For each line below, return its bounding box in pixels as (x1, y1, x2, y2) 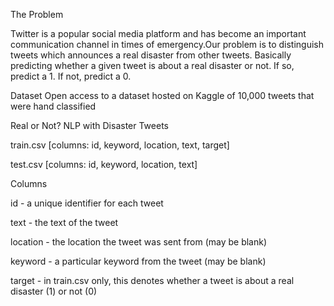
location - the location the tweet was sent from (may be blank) (10, 236, 268, 248)
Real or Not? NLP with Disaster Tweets (10, 120, 169, 131)
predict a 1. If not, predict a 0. (10, 70, 132, 82)
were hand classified (10, 100, 97, 112)
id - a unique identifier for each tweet (10, 197, 164, 209)
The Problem (10, 9, 64, 20)
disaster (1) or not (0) (10, 285, 98, 297)
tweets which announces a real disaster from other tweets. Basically (10, 49, 292, 61)
